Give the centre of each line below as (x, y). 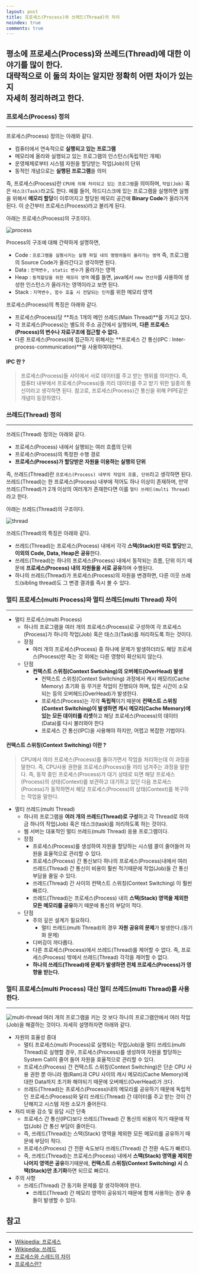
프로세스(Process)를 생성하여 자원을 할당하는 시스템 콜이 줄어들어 (108, 846)
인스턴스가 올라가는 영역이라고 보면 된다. (73, 284)
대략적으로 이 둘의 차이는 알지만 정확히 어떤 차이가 (91, 76)
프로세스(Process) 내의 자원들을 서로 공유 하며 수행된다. (90, 568)
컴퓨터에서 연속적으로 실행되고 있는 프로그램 (65, 148)
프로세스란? (28, 1264)
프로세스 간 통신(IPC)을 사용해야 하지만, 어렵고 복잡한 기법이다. (114, 730)
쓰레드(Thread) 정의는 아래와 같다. (46, 434)
